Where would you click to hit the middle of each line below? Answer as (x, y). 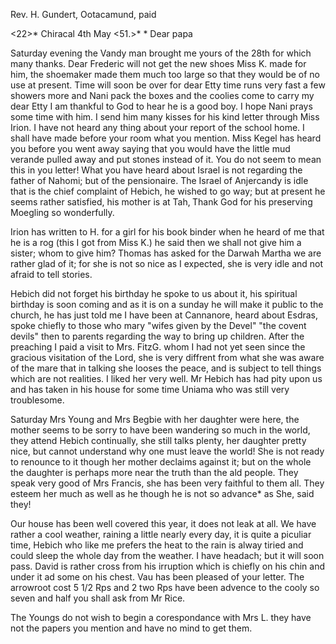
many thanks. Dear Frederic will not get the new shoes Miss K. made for (158, 63)
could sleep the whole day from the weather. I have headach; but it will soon (167, 555)
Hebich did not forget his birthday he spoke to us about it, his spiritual (154, 293)
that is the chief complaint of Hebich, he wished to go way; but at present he (168, 191)
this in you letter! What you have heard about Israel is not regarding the (156, 170)
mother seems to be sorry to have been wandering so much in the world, (160, 430)
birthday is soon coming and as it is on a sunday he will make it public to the (167, 304)
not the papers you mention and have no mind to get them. (131, 628)
